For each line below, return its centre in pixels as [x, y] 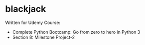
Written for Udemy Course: [33, 22]
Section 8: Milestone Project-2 [44, 37]
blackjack [26, 9]
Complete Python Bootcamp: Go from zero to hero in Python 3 [76, 32]
